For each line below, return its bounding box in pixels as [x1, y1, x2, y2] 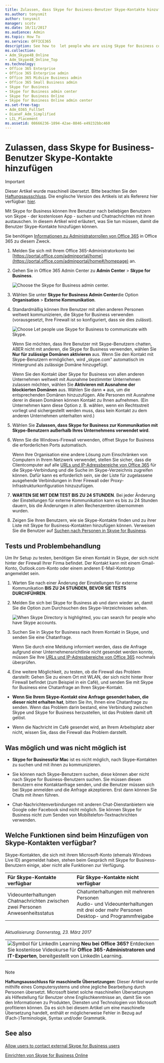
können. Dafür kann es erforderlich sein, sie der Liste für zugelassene [12, 472, 153, 478]
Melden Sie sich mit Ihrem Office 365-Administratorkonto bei [12, 248, 135, 254]
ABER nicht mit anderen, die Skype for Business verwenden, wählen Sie [12, 346, 157, 352]
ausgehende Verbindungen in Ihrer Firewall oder [12, 478, 110, 484]
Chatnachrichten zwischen [7, 897, 69, 904]
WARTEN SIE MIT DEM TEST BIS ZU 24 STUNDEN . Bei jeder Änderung [12, 492, 155, 498]
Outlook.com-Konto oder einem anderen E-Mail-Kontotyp [19, 565, 135, 571]
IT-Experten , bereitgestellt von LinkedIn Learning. [7, 952, 123, 959]
